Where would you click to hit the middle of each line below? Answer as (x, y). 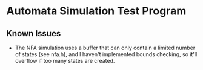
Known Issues (34, 33)
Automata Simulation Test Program (96, 11)
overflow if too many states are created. (65, 61)
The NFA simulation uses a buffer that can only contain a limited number (105, 48)
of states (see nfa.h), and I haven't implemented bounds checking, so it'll (106, 54)
